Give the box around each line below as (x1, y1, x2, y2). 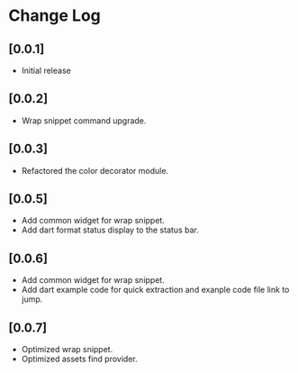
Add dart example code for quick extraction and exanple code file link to (21, 285, 290, 296)
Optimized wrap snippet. (21, 344, 113, 355)
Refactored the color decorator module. (21, 165, 168, 176)
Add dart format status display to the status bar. (21, 224, 199, 235)
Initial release (21, 65, 71, 76)
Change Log (8, 5, 101, 26)
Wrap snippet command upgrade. (21, 114, 147, 126)
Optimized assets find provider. (21, 353, 138, 365)
